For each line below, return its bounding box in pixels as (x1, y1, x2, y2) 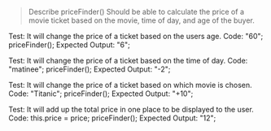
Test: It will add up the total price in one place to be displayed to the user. (8, 105, 254, 114)
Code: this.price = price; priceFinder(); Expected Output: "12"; (8, 113, 216, 123)
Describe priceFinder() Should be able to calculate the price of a (28, 7, 244, 16)
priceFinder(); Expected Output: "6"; (8, 40, 130, 50)
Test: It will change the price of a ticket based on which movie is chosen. (8, 81, 252, 90)
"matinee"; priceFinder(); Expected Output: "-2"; (8, 64, 171, 74)
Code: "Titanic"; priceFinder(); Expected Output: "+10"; (8, 89, 194, 98)
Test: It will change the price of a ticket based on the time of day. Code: (8, 56, 248, 65)
